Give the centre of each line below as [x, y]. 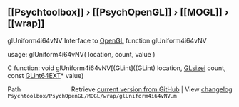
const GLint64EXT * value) [46, 75]
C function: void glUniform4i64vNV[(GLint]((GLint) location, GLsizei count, [117, 68]
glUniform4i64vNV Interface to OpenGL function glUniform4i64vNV [107, 40]
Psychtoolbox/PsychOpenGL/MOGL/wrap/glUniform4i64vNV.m [92, 96]
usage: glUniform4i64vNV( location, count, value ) [81, 54]
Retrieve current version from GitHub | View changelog [152, 89]
